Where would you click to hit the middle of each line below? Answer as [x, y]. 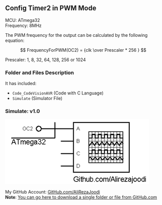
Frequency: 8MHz [24, 25]
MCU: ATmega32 [23, 20]
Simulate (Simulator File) [37, 99]
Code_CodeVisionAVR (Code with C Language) [58, 93]
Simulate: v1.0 [23, 111]
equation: [15, 40]
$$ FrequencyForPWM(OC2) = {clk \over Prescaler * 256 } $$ [83, 50]
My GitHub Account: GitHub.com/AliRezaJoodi [53, 192]
